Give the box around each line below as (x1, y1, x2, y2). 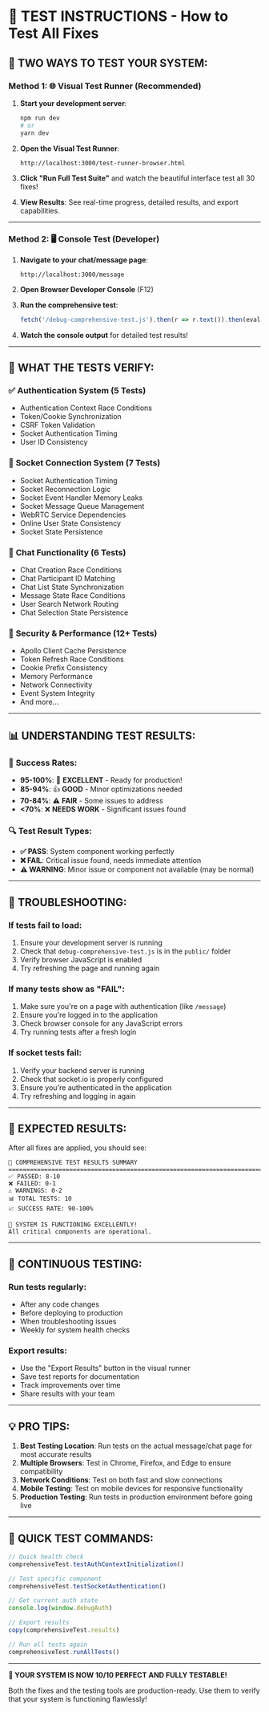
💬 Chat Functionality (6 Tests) (8, 547, 126, 558)
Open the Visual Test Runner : (19, 144, 120, 153)
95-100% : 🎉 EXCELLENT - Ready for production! (19, 775, 183, 785)
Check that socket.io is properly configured (19, 1074, 164, 1084)
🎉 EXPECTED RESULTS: (8, 1121, 127, 1135)
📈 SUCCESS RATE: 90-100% (8, 1205, 94, 1213)
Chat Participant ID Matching (19, 573, 115, 583)
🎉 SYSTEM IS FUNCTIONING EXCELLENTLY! (8, 1221, 138, 1229)
